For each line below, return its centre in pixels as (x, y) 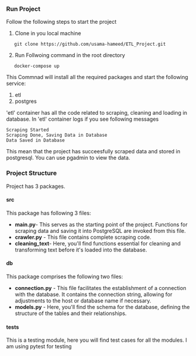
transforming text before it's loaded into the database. (81, 250)
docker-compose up (37, 66)
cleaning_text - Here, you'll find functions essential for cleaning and (98, 243)
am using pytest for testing (39, 346)
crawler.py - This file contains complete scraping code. (83, 237)
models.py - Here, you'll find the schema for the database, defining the (102, 307)
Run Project (23, 9)
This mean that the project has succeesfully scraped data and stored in (93, 152)
